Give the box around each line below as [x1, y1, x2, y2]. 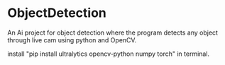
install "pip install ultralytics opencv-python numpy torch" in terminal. [7, 49, 210, 58]
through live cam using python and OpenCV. [7, 35, 137, 44]
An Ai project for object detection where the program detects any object [7, 28, 219, 37]
